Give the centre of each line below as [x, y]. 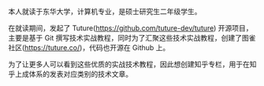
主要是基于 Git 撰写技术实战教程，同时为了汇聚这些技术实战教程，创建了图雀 [132, 38]
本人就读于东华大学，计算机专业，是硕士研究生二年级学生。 [105, 11]
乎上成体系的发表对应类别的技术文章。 [70, 74]
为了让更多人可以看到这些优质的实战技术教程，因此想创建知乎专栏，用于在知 [132, 64]
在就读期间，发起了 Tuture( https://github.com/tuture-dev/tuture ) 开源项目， [131, 28]
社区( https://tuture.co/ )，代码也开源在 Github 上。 [89, 48]
